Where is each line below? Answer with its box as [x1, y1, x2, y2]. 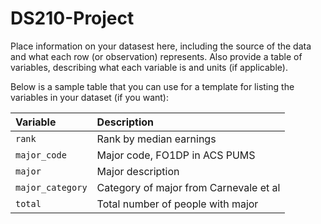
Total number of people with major [96, 197, 259, 211]
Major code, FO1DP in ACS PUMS [96, 148, 256, 162]
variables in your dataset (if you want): [10, 91, 169, 103]
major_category [15, 182, 88, 193]
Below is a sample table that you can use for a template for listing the [10, 80, 295, 92]
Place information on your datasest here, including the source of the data [10, 40, 312, 52]
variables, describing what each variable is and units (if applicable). [10, 61, 288, 73]
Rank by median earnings [96, 132, 217, 146]
